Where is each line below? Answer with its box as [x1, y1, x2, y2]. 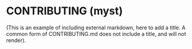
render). [6, 36, 26, 44]
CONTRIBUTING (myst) [6, 4, 123, 18]
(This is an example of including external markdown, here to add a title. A [6, 24, 186, 31]
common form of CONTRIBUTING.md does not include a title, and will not [6, 30, 187, 37]
